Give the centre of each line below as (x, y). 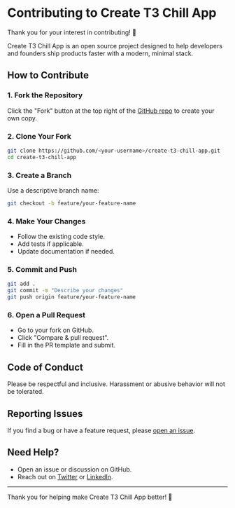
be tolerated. (26, 392)
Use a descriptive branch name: (53, 190)
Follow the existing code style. (61, 237)
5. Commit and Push (42, 270)
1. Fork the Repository (45, 95)
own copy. (22, 118)
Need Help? (33, 452)
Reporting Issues (45, 414)
